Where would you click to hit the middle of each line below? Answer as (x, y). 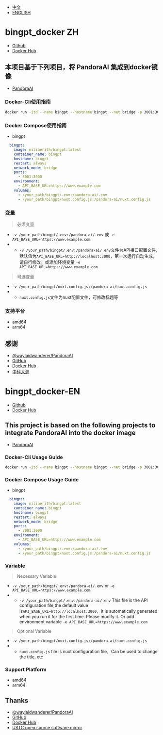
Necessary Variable (37, 576)
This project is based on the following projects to (80, 425)
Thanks (17, 700)
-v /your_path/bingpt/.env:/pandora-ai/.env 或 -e (63, 234)
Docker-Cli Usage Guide (34, 457)
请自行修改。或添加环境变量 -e (50, 262)
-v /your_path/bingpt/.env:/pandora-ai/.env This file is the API (83, 600)
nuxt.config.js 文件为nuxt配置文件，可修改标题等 (69, 297)
